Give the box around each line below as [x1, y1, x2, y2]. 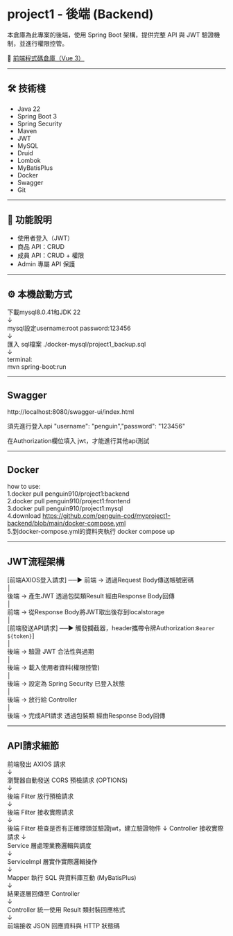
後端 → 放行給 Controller [7, 695, 78, 704]
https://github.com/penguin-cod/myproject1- [42, 512, 171, 520]
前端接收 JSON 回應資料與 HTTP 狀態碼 [7, 921, 120, 930]
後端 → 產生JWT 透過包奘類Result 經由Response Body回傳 [7, 591, 175, 600]
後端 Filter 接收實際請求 [7, 808, 74, 816]
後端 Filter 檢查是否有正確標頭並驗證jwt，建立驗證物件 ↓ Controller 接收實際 [7, 824, 224, 832]
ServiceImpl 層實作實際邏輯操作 [7, 857, 98, 865]
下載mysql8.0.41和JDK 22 [7, 308, 81, 316]
